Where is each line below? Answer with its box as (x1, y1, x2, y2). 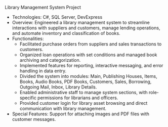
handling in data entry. (19, 68, 67, 74)
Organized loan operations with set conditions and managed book (19, 52, 157, 58)
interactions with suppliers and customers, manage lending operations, (12, 25, 160, 31)
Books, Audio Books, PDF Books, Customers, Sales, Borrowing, (19, 78, 152, 84)
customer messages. (12, 116, 56, 122)
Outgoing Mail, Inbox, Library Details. (19, 84, 97, 90)
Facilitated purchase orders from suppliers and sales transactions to (19, 41, 162, 47)
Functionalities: (12, 35, 44, 41)
